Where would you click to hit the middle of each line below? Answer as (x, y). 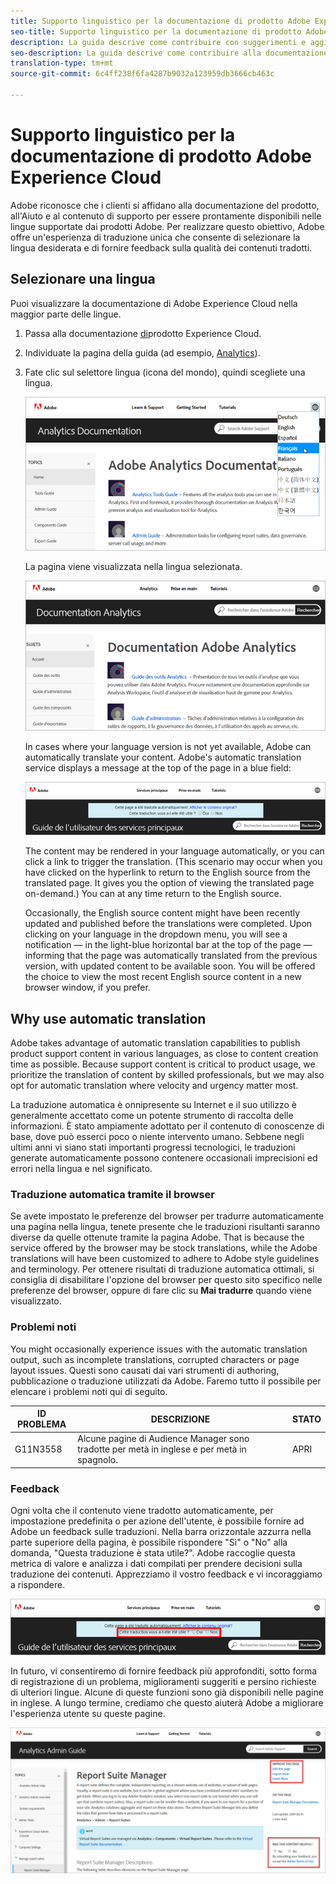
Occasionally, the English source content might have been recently (162, 913)
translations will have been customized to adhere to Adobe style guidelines (165, 1259)
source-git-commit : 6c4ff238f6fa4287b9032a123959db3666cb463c (142, 74)
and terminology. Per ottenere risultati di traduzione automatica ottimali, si (162, 1269)
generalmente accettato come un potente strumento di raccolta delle (152, 1116)
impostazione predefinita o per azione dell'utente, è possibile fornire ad (157, 1521)
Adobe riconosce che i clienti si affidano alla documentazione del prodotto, (165, 205)
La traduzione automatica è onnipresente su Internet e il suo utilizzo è (154, 1105)
